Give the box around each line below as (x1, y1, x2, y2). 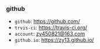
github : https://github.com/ (14, 18, 80, 25)
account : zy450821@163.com (14, 30, 85, 37)
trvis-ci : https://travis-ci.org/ (14, 24, 88, 31)
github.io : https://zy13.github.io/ (14, 37, 94, 44)
